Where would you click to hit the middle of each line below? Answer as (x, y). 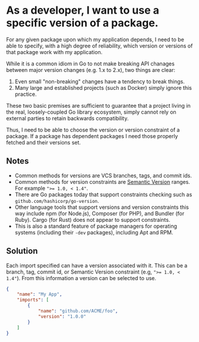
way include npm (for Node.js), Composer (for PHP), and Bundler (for (99, 213)
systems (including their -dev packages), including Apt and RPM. (94, 232)
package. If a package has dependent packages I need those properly (92, 136)
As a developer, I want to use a (83, 10)
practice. (26, 94)
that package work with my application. (54, 52)
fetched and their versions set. (44, 142)
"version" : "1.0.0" (62, 316)
